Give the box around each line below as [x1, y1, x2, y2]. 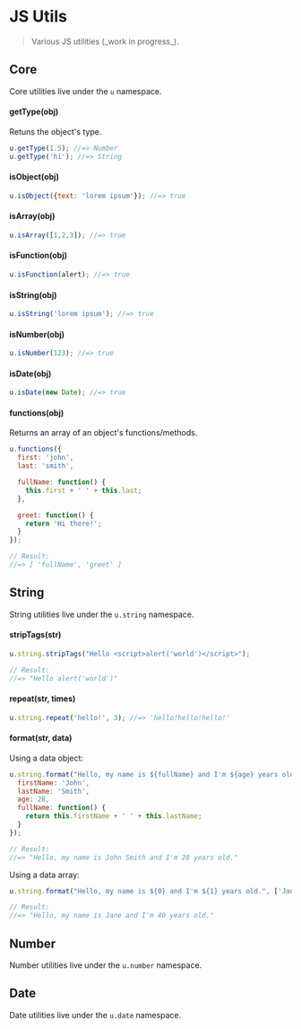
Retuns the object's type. [9, 126, 102, 136]
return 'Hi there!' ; [25, 519, 102, 528]
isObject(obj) [9, 171, 60, 182]
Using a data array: [9, 869, 80, 880]
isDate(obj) [9, 368, 52, 379]
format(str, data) [9, 733, 73, 743]
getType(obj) [9, 106, 59, 118]
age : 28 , [17, 795, 50, 805]
